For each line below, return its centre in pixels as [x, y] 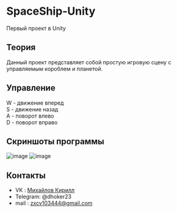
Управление [31, 88]
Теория [21, 47]
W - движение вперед [35, 103]
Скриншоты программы [56, 141]
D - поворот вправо [32, 122]
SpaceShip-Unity [51, 11]
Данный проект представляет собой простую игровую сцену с [89, 62]
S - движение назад [32, 109]
